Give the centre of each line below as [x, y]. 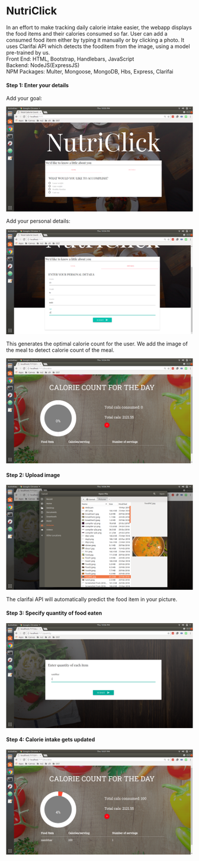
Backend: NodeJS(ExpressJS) [43, 65]
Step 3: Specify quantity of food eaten [54, 613]
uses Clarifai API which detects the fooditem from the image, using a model [98, 46]
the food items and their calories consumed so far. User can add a [87, 33]
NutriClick [32, 11]
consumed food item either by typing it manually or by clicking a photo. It [95, 40]
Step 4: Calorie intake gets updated [51, 739]
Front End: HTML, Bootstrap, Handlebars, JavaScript [70, 59]
